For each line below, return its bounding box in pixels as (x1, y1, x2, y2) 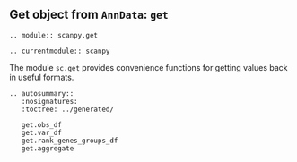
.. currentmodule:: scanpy (9, 47, 110, 55)
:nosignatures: (21, 97, 78, 106)
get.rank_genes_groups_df (21, 136, 118, 145)
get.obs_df (21, 120, 63, 129)
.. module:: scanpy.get (9, 30, 99, 39)
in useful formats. (9, 72, 74, 82)
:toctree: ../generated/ (21, 105, 115, 114)
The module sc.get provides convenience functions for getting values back (9, 62, 289, 72)
